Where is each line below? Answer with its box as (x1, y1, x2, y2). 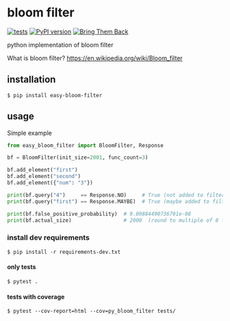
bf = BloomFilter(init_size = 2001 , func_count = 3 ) (7, 154, 149, 162)
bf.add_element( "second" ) (7, 173, 81, 180)
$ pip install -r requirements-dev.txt (7, 248, 121, 255)
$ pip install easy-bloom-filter (7, 92, 103, 99)
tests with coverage (7, 292, 65, 300)
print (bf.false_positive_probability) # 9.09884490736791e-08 (7, 210, 192, 217)
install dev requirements (7, 233, 90, 242)
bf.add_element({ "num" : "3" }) (7, 179, 94, 186)
